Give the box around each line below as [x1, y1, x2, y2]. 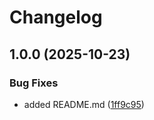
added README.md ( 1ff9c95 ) [23, 98, 145, 110]
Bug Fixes [9, 76, 59, 90]
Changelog [9, 6, 103, 29]
